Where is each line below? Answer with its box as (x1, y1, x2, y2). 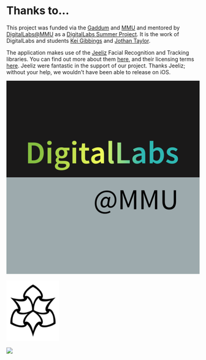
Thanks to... (6, 4, 69, 18)
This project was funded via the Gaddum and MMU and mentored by (6, 24, 180, 31)
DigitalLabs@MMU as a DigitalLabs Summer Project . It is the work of (6, 30, 180, 37)
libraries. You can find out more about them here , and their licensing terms (6, 55, 194, 63)
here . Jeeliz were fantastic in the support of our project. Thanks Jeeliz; (6, 62, 186, 69)
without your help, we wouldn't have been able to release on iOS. (6, 68, 171, 75)
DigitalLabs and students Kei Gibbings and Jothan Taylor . (6, 37, 151, 44)
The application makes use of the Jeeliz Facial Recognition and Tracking (6, 48, 189, 56)
